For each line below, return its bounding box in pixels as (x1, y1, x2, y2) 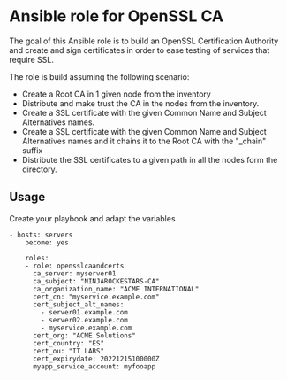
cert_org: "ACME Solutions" (32, 330, 137, 340)
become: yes (25, 237, 69, 247)
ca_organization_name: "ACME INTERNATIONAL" (32, 284, 200, 293)
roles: (25, 253, 49, 262)
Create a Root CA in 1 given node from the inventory (21, 89, 212, 99)
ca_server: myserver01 (32, 268, 117, 278)
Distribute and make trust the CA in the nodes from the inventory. (21, 97, 260, 108)
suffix (21, 144, 43, 156)
